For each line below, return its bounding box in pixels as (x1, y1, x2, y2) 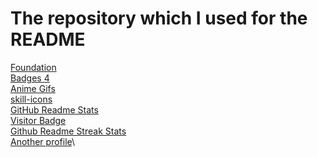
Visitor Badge (10, 114, 67, 126)
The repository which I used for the (10, 7, 308, 30)
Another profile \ (10, 135, 76, 147)
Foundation (10, 61, 57, 73)
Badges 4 (10, 72, 50, 84)
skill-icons (10, 93, 53, 105)
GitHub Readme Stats (10, 103, 99, 116)
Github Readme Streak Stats (10, 125, 127, 137)
